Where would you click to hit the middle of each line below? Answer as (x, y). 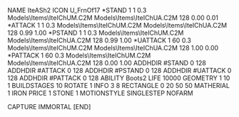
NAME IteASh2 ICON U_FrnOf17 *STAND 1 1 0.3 (77, 10)
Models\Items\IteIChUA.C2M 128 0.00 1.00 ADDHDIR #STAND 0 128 (107, 63)
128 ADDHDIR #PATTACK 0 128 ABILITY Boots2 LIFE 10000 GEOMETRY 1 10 (119, 78)
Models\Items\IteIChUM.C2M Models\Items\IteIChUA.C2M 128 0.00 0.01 (113, 18)
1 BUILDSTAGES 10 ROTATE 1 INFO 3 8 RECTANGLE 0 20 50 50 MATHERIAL (119, 85)
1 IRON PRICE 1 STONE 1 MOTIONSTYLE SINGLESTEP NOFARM (101, 93)
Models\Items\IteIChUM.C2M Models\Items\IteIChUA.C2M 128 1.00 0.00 (113, 48)
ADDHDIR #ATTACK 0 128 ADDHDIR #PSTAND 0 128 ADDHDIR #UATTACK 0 (119, 71)
